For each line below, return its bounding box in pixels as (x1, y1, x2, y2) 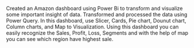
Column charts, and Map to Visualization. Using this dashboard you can (6, 23, 179, 30)
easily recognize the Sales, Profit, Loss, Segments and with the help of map (6, 29, 189, 36)
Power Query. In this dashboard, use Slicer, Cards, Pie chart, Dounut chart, (6, 17, 186, 24)
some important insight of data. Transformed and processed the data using (6, 11, 188, 18)
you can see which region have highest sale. (6, 36, 114, 42)
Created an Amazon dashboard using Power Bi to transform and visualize (6, 5, 183, 12)
